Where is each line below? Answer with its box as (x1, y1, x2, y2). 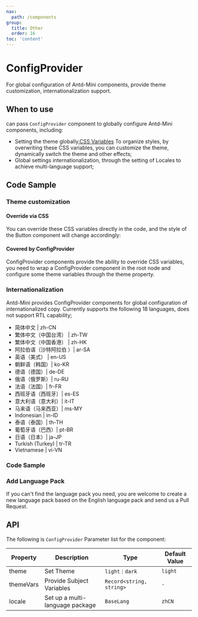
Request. (6, 502, 28, 510)
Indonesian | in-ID (14, 412, 58, 419)
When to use (6, 105, 54, 115)
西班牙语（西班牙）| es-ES (14, 390, 80, 397)
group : (6, 19, 22, 25)
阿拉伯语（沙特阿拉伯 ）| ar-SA (14, 346, 90, 353)
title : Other (11, 25, 44, 31)
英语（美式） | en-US (14, 353, 67, 360)
